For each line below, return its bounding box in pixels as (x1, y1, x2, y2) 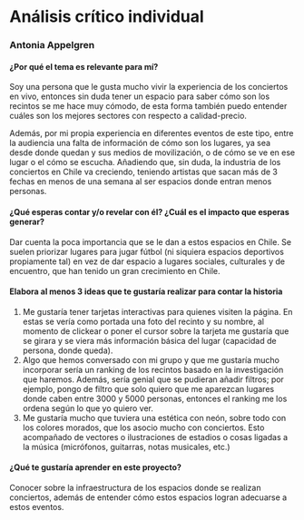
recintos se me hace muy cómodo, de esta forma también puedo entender (9, 101, 288, 112)
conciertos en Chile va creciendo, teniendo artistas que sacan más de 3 (9, 166, 279, 178)
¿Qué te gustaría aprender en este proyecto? (9, 462, 181, 473)
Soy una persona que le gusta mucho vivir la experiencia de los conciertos (9, 82, 289, 93)
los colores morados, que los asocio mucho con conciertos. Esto (22, 422, 265, 433)
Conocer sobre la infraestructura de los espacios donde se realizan (9, 482, 261, 493)
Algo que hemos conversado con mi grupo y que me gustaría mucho (22, 354, 279, 365)
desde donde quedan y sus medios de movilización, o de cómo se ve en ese (9, 147, 296, 158)
